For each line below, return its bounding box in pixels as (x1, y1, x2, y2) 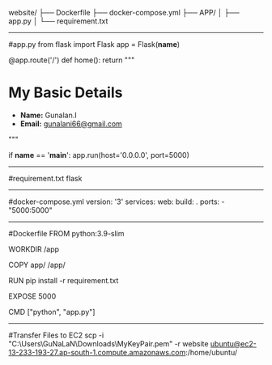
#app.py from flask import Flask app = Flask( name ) (8, 40, 181, 49)
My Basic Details (8, 83, 123, 102)
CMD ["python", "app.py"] (8, 307, 96, 316)
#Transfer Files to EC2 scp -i (8, 330, 104, 340)
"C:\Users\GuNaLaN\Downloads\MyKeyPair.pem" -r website (8, 338, 209, 348)
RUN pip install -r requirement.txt (8, 275, 119, 285)
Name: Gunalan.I (19, 110, 77, 120)
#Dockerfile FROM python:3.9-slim (8, 228, 125, 238)
